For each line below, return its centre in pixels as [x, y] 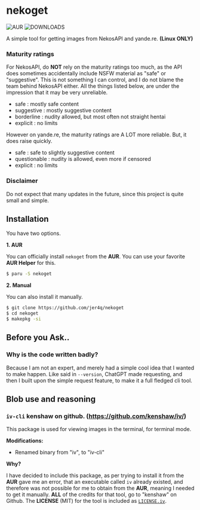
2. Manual [19, 285]
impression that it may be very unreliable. [57, 93]
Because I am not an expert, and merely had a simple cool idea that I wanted [100, 368]
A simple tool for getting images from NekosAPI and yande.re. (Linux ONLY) [100, 38]
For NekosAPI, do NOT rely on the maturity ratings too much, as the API [94, 67]
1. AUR [14, 245]
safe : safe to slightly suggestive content [64, 152]
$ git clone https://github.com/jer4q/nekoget [65, 308]
